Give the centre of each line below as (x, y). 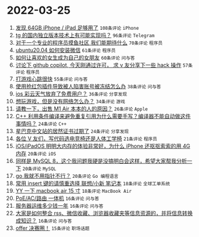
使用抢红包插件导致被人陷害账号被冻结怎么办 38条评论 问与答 (88, 86)
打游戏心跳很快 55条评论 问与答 (52, 79)
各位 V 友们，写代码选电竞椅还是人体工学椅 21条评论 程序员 (86, 138)
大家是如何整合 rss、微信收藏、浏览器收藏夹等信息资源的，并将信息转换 (104, 213)
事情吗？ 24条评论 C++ (41, 124)
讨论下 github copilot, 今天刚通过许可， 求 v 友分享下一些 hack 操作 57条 (104, 65)
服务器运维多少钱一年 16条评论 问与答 (59, 205)
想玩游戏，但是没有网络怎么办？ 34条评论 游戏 (70, 101)
